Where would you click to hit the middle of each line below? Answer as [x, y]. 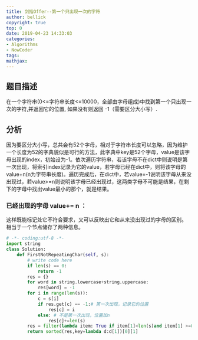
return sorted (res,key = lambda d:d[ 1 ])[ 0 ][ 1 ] [83, 332]
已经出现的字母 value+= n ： [47, 206]
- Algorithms [22, 45]
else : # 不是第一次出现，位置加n [74, 315]
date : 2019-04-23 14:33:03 [39, 34]
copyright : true [26, 22]
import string [24, 244]
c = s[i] [48, 299]
